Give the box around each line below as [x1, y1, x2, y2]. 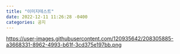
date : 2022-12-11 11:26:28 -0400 [6, 14, 88, 20]
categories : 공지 [6, 19, 46, 25]
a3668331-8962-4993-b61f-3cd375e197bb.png [6, 41, 122, 48]
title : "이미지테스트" [6, 8, 55, 15]
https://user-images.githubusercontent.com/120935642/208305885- [6, 35, 174, 42]
